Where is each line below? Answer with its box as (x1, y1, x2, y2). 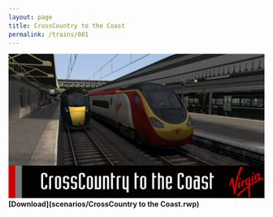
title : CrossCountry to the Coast (8, 21, 126, 30)
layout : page (8, 13, 53, 21)
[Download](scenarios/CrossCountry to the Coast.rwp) (8, 199, 200, 209)
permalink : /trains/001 (8, 30, 89, 38)
